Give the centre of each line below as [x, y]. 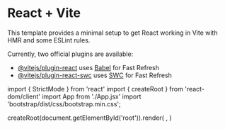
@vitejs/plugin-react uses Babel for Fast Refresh [88, 67]
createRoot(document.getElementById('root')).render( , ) [90, 118]
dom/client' [24, 96]
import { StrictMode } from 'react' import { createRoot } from [96, 89]
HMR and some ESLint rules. [49, 40]
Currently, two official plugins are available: [70, 54]
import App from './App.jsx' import [92, 96]
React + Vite [44, 13]
